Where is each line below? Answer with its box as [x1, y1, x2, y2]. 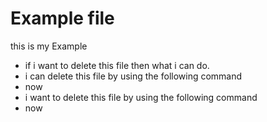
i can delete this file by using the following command [24, 70, 243, 82]
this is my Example [10, 40, 88, 52]
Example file [10, 7, 115, 30]
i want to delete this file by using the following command [24, 91, 258, 103]
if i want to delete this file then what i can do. [24, 59, 210, 71]
